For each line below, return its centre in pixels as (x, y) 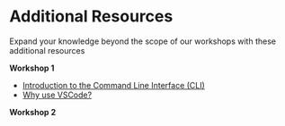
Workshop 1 (32, 68)
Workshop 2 (33, 112)
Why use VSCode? (57, 95)
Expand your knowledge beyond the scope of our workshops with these (143, 41)
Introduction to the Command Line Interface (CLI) (113, 85)
